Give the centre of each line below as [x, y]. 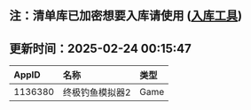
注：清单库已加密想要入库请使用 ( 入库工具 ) [125, 16]
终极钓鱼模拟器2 [97, 92]
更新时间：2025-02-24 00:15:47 [101, 48]
